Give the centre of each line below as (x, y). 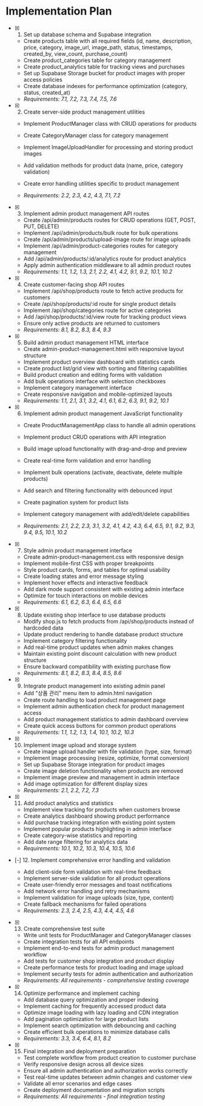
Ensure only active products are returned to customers (92, 323)
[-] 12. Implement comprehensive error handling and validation (92, 860)
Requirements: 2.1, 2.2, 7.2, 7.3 (61, 790)
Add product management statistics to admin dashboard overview (106, 719)
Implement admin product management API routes (86, 213)
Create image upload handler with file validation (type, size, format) (108, 751)
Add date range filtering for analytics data (75, 841)
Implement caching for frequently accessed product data (95, 1006)
